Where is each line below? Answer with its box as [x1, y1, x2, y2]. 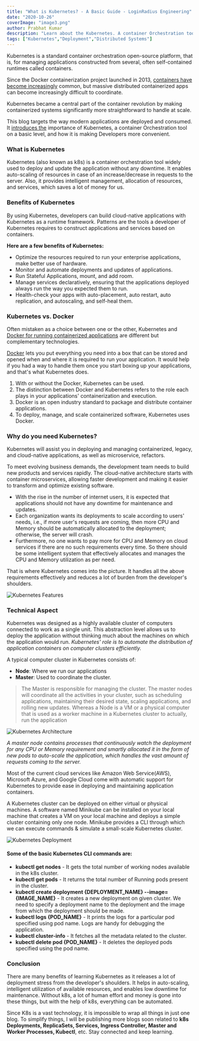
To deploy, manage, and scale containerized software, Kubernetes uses [15, 411, 190, 418]
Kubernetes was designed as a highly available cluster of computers [6, 620, 173, 627]
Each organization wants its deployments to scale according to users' [15, 512, 185, 519]
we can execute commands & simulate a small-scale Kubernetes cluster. [6, 825, 182, 832]
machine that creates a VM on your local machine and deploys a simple [6, 813, 181, 820]
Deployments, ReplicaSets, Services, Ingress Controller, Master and [6, 1022, 177, 1029]
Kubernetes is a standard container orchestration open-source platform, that [6, 53, 193, 59]
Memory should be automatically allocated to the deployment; [15, 525, 167, 532]
